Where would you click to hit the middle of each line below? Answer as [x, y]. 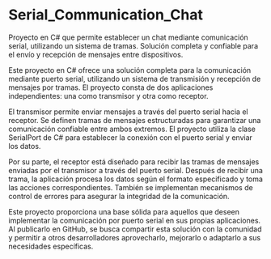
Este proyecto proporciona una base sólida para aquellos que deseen [124, 211]
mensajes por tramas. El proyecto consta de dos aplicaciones [111, 87]
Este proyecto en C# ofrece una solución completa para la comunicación [130, 70]
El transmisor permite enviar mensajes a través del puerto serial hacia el [128, 112]
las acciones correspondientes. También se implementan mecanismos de [131, 187]
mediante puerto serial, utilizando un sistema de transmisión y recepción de [135, 79]
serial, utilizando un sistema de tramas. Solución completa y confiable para [133, 45]
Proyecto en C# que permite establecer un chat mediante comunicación [128, 37]
